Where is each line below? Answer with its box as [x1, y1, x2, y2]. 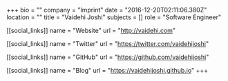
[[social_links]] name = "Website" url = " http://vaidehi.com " [6, 27, 176, 34]
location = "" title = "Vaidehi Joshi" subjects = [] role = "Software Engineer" [6, 13, 222, 21]
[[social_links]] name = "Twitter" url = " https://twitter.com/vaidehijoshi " [6, 40, 209, 47]
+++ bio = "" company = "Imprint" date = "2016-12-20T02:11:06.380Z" [6, 6, 207, 14]
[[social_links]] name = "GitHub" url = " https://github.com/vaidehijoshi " [6, 53, 209, 61]
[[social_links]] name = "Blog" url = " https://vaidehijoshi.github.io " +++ [6, 67, 209, 74]
